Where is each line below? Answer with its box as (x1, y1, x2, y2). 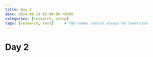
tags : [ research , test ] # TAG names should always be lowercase (5, 20, 148, 26)
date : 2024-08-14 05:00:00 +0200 (5, 12, 74, 17)
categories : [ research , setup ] (5, 16, 69, 21)
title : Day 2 (5, 7, 32, 12)
